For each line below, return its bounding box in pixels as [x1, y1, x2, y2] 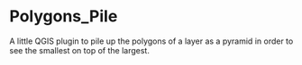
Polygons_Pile [9, 6, 118, 27]
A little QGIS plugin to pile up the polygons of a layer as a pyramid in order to [9, 36, 294, 46]
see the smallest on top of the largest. [9, 45, 151, 55]
